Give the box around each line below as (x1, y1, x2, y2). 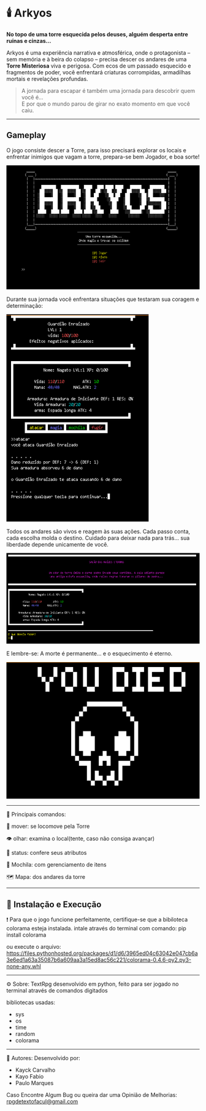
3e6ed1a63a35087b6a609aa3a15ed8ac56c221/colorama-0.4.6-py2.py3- (6, 956, 192, 963)
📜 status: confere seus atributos (6, 849, 87, 857)
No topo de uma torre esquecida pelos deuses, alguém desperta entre (6, 30, 188, 38)
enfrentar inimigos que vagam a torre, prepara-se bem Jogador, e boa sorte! (6, 153, 200, 160)
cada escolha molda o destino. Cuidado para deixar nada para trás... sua (6, 534, 190, 542)
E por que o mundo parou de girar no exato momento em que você (21, 100, 190, 107)
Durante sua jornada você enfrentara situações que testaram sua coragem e (6, 295, 199, 303)
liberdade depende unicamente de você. (6, 540, 109, 548)
